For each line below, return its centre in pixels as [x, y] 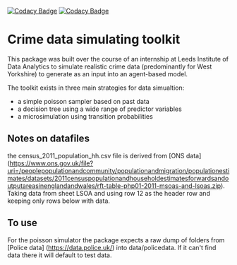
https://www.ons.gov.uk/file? [51, 163]
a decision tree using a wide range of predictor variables [99, 109]
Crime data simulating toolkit [94, 40]
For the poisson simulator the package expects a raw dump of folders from [116, 240]
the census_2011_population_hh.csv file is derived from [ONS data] [104, 155]
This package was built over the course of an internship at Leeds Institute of [118, 59]
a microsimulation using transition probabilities [85, 116]
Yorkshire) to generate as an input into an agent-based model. [98, 73]
